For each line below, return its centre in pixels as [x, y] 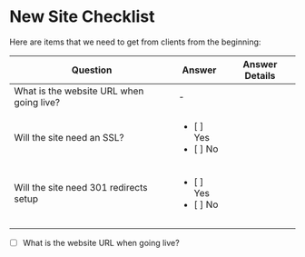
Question [92, 70]
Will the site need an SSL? [69, 137]
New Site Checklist [82, 17]
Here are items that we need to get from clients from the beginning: [135, 42]
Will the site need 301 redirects [81, 187]
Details [260, 75]
